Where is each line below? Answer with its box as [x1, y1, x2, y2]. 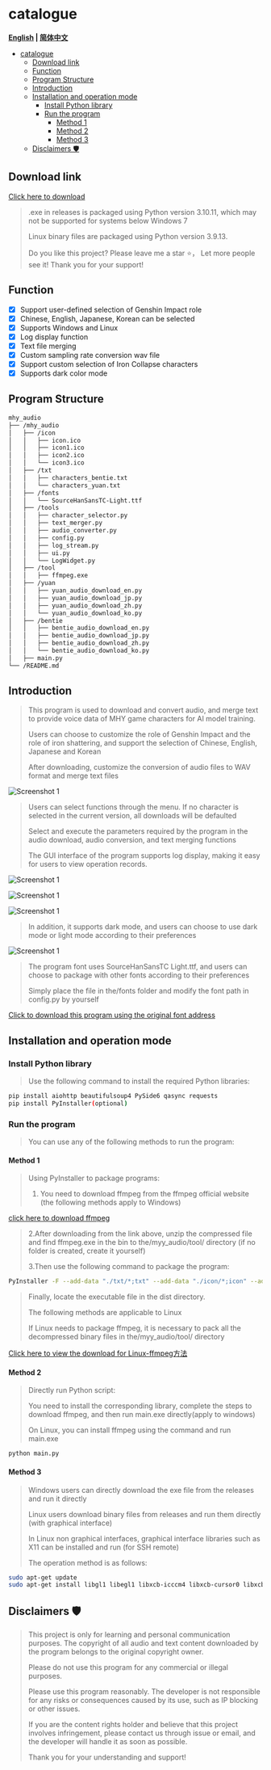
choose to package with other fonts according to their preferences [27, 970, 250, 980]
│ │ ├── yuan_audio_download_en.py [8, 586, 143, 595]
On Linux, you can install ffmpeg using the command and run [27, 1425, 231, 1435]
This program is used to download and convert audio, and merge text [27, 705, 259, 715]
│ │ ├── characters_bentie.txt [8, 473, 128, 481]
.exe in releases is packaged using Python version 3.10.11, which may [27, 207, 256, 217]
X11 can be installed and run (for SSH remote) [27, 1542, 180, 1552]
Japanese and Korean [27, 746, 102, 756]
